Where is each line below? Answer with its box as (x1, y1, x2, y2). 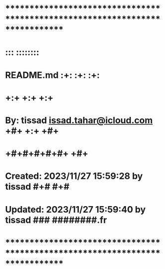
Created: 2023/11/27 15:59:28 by (5, 170, 143, 182)
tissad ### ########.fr (5, 214, 108, 225)
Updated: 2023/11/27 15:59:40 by (5, 204, 146, 215)
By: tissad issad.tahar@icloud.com (5, 114, 153, 126)
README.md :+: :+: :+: (5, 69, 100, 81)
